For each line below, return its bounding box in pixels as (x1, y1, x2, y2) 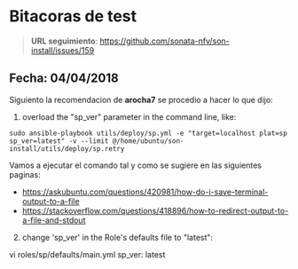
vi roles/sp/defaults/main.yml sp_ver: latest (9, 249, 166, 259)
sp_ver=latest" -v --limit (9, 136, 109, 146)
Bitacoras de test (9, 6, 137, 27)
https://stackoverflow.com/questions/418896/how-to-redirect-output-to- (21, 205, 289, 216)
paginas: (9, 169, 42, 179)
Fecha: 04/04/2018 (9, 71, 119, 86)
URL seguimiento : (30, 36, 98, 46)
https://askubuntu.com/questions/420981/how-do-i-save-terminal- (21, 186, 269, 197)
